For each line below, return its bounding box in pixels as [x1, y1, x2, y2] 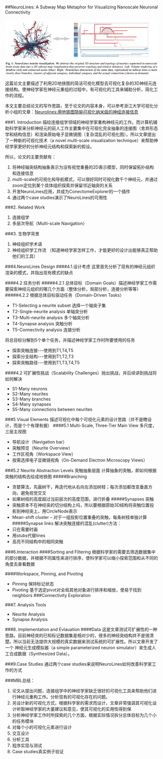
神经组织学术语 [12, 241, 42, 247]
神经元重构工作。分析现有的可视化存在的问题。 [16, 694, 110, 700]
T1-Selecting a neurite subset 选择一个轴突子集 [12, 302, 106, 308]
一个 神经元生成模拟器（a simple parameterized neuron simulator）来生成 [5, 645, 152, 651]
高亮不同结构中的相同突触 [12, 539, 64, 545]
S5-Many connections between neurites [12, 406, 93, 412]
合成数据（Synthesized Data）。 [9, 651, 72, 657]
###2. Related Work [5, 204, 45, 211]
